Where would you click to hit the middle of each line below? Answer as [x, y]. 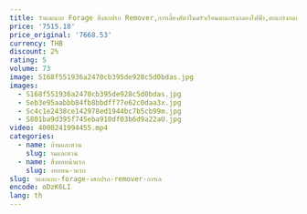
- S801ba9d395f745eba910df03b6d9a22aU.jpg [100, 119]
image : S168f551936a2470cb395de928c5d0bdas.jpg [102, 77]
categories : [32, 137]
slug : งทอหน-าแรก [56, 170]
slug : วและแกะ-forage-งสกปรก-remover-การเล [85, 178]
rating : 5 [28, 60]
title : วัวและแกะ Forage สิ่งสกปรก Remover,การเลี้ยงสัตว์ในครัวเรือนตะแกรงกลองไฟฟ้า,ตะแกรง [149, 18]
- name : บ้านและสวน [50, 145]
